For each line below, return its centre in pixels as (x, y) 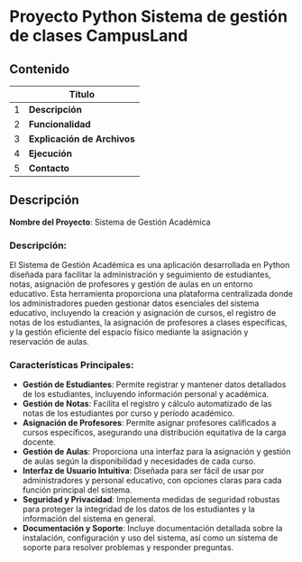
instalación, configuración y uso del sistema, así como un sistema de (150, 538)
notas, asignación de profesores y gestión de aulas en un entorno (132, 284)
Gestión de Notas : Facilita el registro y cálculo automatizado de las (147, 404)
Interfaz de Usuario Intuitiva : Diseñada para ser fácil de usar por (143, 471)
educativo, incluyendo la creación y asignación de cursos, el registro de (143, 313)
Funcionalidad (60, 124)
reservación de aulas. (50, 342)
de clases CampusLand (99, 36)
